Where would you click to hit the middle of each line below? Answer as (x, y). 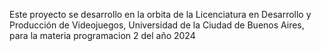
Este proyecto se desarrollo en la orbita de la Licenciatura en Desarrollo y (160, 14)
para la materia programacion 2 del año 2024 (102, 35)
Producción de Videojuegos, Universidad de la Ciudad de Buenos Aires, (157, 25)
